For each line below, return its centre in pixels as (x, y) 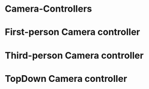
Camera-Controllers (48, 9)
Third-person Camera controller (74, 55)
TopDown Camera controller (66, 79)
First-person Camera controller (72, 32)
